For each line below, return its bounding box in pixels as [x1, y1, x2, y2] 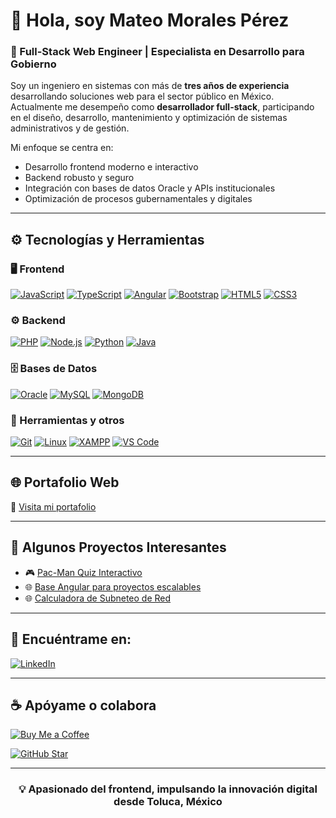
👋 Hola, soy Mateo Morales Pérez [10, 9, 290, 32]
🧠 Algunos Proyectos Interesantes [10, 539, 227, 556]
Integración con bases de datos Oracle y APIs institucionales [24, 182, 276, 194]
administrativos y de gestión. [10, 122, 130, 134]
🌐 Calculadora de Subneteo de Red [24, 592, 172, 604]
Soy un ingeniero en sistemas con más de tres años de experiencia [10, 80, 290, 92]
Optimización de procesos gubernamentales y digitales [24, 193, 253, 205]
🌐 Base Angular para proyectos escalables [24, 580, 202, 593]
